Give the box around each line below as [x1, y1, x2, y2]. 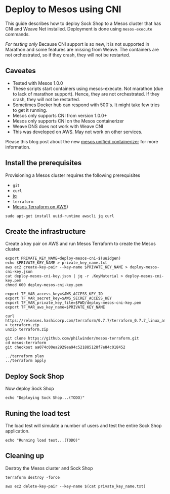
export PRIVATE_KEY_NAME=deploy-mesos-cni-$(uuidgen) [5, 256, 121, 261]
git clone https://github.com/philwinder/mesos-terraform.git [5, 336, 139, 341]
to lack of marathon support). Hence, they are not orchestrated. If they [12, 90, 160, 97]
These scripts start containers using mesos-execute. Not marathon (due [12, 85, 163, 91]
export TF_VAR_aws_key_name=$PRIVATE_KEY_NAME [5, 305, 105, 310]
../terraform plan [5, 354, 44, 359]
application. [5, 428, 30, 434]
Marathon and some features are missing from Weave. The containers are [5, 46, 159, 52]
